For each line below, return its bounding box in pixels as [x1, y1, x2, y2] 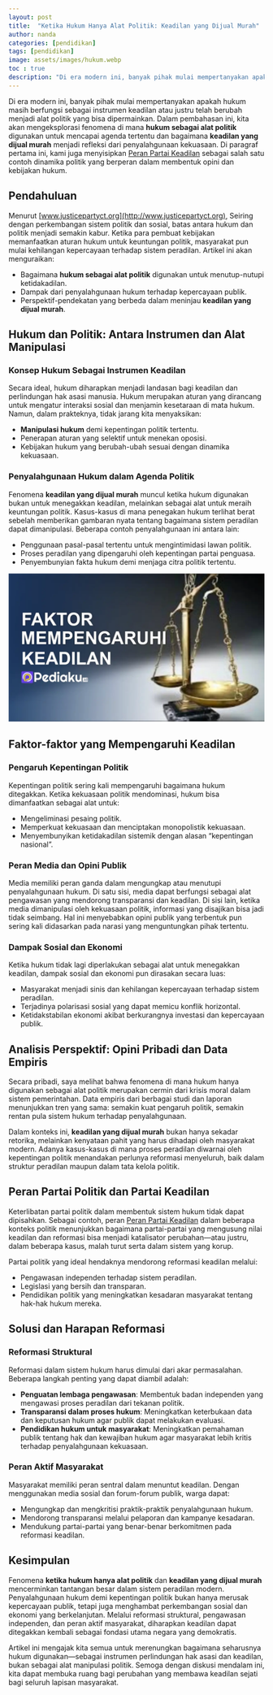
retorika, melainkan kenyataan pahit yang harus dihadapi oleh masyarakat [8, 1136, 255, 1145]
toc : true [8, 65, 45, 73]
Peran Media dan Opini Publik [8, 860, 128, 871]
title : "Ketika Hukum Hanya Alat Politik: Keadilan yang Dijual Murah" [8, 21, 260, 30]
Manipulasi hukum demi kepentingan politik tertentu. [19, 425, 199, 435]
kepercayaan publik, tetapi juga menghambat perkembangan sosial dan [8, 1601, 248, 1610]
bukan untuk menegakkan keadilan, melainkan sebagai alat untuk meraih [8, 498, 252, 508]
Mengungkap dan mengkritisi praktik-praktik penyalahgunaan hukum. [19, 1504, 253, 1514]
